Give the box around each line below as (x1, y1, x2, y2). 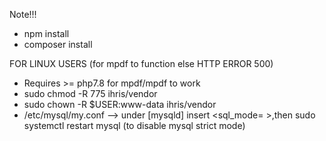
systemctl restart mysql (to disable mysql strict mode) (23, 120, 246, 131)
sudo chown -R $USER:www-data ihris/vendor (23, 99, 217, 110)
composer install (23, 39, 93, 50)
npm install (23, 28, 70, 39)
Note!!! (9, 9, 37, 20)
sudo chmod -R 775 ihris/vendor (23, 88, 158, 99)
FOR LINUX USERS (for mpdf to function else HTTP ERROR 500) (9, 58, 274, 69)
